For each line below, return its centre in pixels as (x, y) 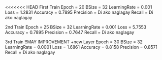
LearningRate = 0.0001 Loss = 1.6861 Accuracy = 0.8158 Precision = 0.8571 (81, 47)
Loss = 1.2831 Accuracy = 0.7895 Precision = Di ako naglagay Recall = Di (79, 12)
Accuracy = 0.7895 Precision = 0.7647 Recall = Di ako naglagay (70, 32)
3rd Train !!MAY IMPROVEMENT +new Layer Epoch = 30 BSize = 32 (74, 42)
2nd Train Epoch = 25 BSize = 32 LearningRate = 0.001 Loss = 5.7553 (76, 27)
